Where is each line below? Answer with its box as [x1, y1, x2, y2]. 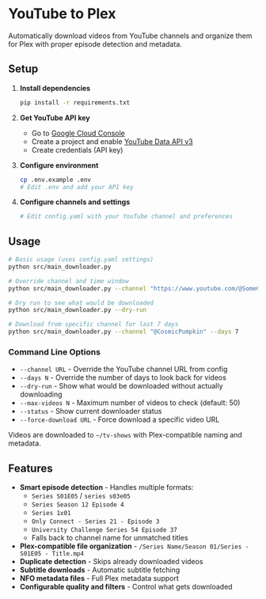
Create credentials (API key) [31, 145, 123, 154]
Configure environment [19, 160, 99, 170]
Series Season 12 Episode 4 [31, 501, 124, 509]
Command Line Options [8, 346, 101, 357]
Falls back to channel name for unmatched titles [31, 533, 188, 543]
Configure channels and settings [19, 197, 131, 207]
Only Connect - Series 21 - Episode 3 [31, 517, 160, 526]
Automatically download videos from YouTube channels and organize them [8, 31, 253, 40]
